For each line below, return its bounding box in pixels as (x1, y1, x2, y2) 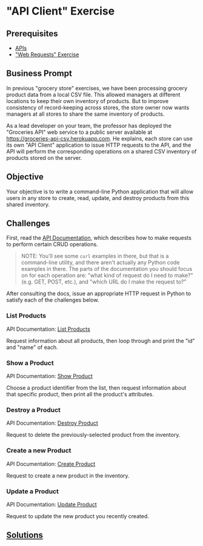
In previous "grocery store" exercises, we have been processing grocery (6, 84, 188, 92)
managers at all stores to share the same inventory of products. (6, 110, 165, 118)
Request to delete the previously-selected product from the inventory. (6, 431, 181, 439)
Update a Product (6, 487, 59, 495)
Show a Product (6, 359, 54, 367)
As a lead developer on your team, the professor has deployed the (6, 122, 171, 129)
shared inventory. (6, 201, 50, 208)
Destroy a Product (6, 405, 61, 414)
